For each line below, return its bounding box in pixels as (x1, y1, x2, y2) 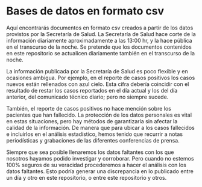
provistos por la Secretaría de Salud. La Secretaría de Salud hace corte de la (6, 30, 196, 37)
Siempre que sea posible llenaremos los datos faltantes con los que (6, 149, 174, 156)
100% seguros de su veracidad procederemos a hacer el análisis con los (6, 161, 187, 168)
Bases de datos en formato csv (6, 4, 165, 18)
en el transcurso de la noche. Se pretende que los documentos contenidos (6, 43, 192, 51)
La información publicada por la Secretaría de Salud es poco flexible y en (6, 67, 188, 75)
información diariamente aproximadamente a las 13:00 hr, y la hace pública (6, 37, 192, 44)
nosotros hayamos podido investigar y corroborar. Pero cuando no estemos (6, 155, 194, 162)
